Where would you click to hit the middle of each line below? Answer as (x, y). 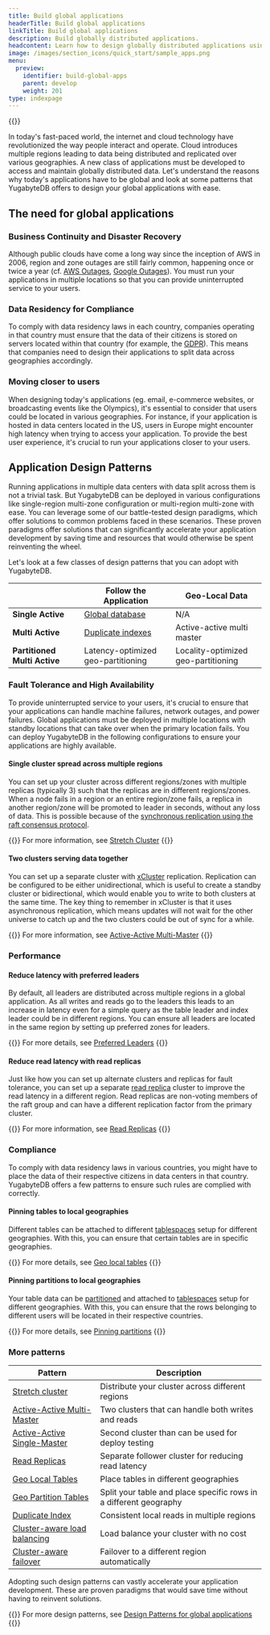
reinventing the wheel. (45, 547)
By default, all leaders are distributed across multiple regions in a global (127, 993)
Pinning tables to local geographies (69, 1212)
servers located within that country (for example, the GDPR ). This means (129, 344)
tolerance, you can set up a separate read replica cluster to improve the (127, 1088)
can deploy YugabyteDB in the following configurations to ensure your (125, 737)
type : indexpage (35, 98)
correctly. (24, 1193)
